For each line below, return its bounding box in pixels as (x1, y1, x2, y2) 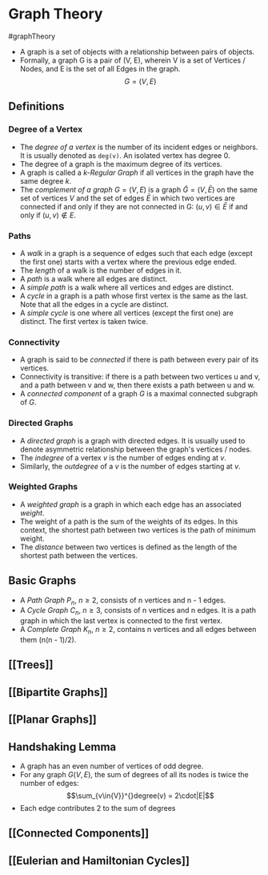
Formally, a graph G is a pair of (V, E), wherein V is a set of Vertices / (19, 55, 246, 65)
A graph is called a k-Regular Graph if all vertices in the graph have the (19, 168, 254, 177)
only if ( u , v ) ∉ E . (19, 210, 77, 220)
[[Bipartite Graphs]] (8, 685, 108, 699)
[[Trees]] (8, 658, 54, 672)
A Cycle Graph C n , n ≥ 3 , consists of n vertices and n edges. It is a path (19, 606, 256, 618)
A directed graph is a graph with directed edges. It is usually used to (19, 435, 246, 445)
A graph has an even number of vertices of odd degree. (19, 761, 204, 771)
